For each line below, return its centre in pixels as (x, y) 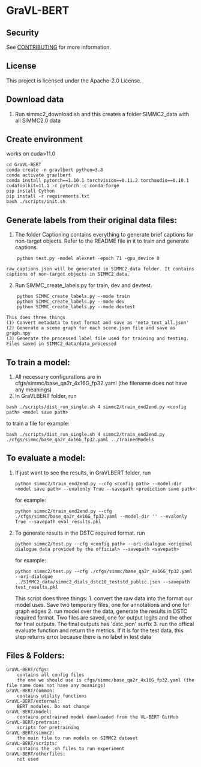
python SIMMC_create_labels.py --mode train (73, 297)
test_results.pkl (37, 587)
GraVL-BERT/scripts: (32, 743)
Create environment (44, 139)
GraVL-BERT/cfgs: (28, 669)
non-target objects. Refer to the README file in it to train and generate (102, 241)
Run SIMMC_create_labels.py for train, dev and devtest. (83, 285)
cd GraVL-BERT (24, 165)
